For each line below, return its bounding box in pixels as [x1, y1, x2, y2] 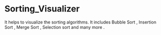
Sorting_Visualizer [4, 3, 80, 14]
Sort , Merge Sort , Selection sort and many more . [4, 24, 105, 30]
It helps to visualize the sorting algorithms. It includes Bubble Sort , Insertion [4, 19, 157, 25]
